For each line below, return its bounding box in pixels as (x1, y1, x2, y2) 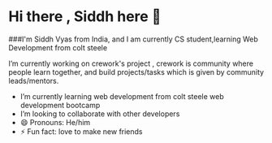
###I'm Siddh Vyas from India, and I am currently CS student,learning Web (8, 34, 258, 44)
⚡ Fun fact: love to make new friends (19, 126, 144, 136)
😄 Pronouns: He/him (19, 117, 91, 127)
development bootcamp (19, 100, 101, 110)
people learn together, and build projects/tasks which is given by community (8, 67, 265, 76)
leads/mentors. (8, 76, 59, 85)
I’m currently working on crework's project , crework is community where (8, 58, 254, 68)
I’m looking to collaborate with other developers (19, 109, 180, 119)
